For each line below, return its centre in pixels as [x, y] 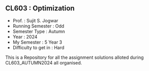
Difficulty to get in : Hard [39, 47]
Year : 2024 [25, 37]
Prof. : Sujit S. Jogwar [35, 20]
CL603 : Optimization [40, 8]
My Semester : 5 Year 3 [37, 42]
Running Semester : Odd [39, 26]
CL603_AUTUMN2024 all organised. [44, 62]
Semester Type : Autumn [39, 31]
